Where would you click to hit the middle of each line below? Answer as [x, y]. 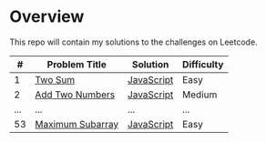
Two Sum [55, 79]
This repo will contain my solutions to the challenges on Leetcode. [133, 42]
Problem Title [77, 64]
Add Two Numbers [75, 95]
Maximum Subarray [77, 124]
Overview [47, 17]
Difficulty [203, 64]
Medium [199, 95]
